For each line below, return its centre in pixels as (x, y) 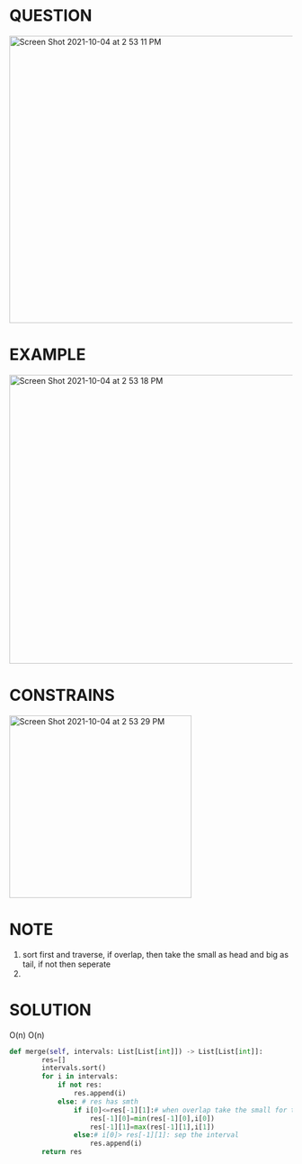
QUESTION (51, 16)
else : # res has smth (98, 1101)
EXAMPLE (48, 355)
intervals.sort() (74, 1069)
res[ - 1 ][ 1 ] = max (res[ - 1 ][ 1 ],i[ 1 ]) (152, 1127)
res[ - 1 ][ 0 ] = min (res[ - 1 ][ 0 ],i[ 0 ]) (152, 1118)
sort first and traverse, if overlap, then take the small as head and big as (155, 954)
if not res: (80, 1085)
